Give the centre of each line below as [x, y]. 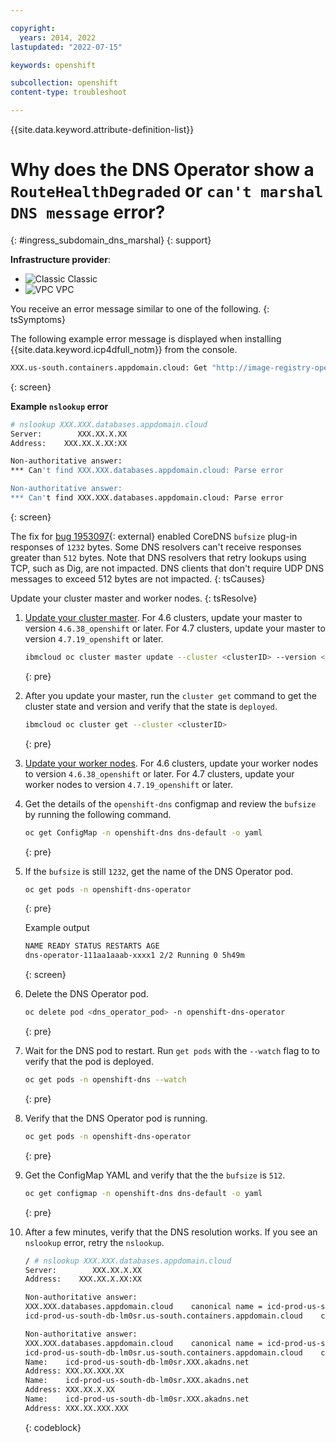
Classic [82, 278]
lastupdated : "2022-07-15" [66, 47]
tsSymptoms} [38, 319]
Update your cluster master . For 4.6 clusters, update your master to [163, 617]
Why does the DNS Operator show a [162, 170]
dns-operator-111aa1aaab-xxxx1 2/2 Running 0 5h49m [134, 956]
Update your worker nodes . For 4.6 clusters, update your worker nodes [171, 763]
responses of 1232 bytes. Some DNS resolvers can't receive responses [156, 547]
